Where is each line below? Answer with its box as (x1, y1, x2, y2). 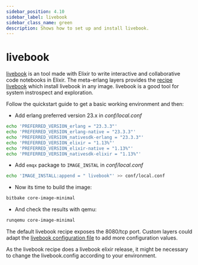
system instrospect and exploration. (6, 89, 93, 96)
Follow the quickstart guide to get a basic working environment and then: (6, 101, 184, 108)
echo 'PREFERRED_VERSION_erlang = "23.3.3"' (6, 124, 118, 130)
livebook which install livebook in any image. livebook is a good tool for (6, 83, 179, 90)
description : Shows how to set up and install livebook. (6, 25, 150, 31)
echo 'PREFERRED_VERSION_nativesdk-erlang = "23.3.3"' (6, 134, 144, 140)
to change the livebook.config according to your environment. (6, 252, 157, 259)
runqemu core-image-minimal (6, 217, 76, 224)
